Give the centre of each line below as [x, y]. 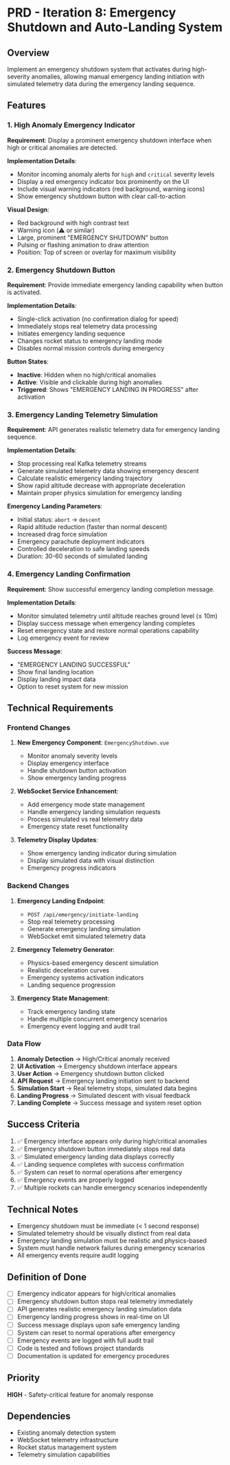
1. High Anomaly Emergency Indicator [71, 125]
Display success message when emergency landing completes [106, 623]
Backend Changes [38, 886]
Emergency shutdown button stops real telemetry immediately [105, 1301]
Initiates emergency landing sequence [71, 333]
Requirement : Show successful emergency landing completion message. [111, 589]
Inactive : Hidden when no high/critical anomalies [87, 375]
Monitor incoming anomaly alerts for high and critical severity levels [116, 174]
